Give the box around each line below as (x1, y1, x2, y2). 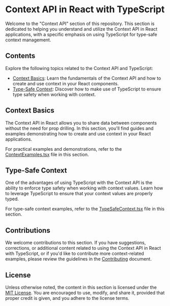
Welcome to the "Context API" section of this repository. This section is (5, 20, 155, 27)
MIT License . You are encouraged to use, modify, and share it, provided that (5, 290, 165, 296)
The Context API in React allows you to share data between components (5, 120, 157, 126)
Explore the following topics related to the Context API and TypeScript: (5, 65, 153, 71)
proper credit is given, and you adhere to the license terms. (5, 295, 130, 301)
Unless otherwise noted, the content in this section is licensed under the (5, 285, 157, 290)
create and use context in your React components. (12, 80, 119, 86)
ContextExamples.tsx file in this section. (5, 151, 89, 157)
